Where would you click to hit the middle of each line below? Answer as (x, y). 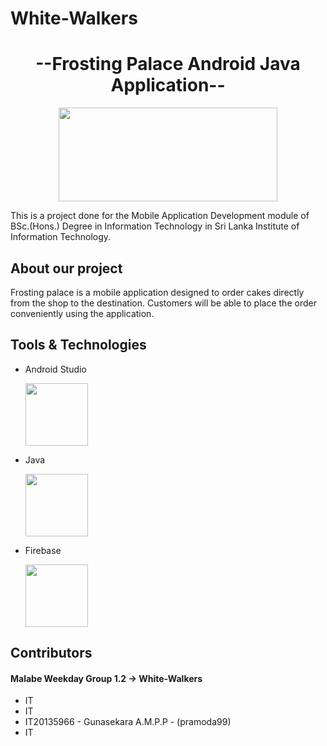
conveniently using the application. (82, 313)
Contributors (51, 653)
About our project (66, 268)
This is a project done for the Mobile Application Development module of (160, 216)
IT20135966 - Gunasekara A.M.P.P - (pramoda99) (128, 722)
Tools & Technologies (78, 345)
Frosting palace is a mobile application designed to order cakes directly (157, 292)
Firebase (43, 550)
